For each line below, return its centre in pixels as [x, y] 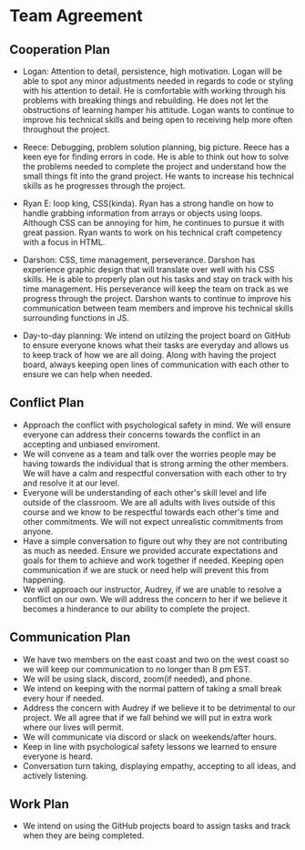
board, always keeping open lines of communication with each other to [156, 364]
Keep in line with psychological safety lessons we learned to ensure [150, 746]
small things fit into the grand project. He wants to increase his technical [158, 176]
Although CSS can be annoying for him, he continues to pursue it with [153, 223]
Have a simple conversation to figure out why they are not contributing [155, 541]
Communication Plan [70, 637]
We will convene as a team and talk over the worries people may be [149, 454]
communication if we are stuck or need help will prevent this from [146, 569]
